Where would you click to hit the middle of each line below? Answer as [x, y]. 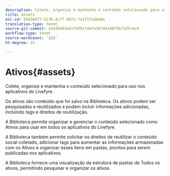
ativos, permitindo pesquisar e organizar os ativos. [58, 168]
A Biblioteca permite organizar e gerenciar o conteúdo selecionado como [81, 122]
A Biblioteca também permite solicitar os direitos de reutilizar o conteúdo [81, 137]
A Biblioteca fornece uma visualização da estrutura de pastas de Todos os [83, 162]
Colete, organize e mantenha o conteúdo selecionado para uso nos [75, 86]
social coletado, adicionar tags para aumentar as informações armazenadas [84, 142]
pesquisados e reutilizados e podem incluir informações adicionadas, [77, 106]
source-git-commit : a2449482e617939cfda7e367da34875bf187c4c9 [72, 29]
